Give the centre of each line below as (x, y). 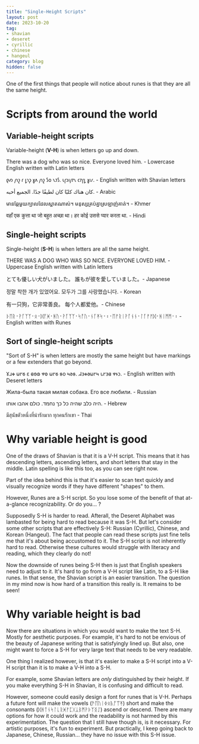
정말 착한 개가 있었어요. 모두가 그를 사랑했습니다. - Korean (74, 292)
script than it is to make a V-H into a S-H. (61, 667)
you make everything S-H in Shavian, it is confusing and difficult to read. (95, 685)
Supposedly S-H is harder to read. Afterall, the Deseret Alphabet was (91, 515)
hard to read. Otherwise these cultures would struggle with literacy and (93, 547)
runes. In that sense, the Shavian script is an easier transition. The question (98, 578)
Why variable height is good (77, 439)
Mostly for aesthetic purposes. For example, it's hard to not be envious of (96, 637)
